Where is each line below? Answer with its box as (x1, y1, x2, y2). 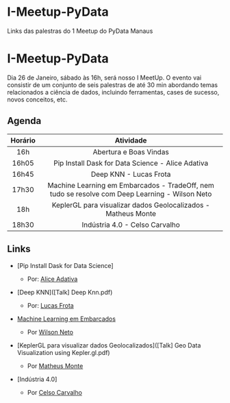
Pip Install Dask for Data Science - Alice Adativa (53, 158, 209, 168)
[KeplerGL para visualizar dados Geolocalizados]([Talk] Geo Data (16, 341, 201, 350)
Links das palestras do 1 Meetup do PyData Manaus (7, 27, 153, 35)
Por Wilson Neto (27, 328, 74, 336)
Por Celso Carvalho (27, 388, 82, 396)
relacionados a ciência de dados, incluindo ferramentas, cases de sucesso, (7, 88, 220, 96)
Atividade (114, 135, 147, 145)
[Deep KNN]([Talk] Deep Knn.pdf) (16, 288, 113, 296)
